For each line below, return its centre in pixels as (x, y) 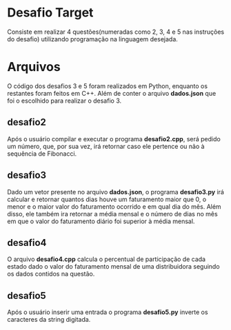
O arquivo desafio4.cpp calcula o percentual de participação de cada (106, 259)
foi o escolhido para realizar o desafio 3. (64, 101)
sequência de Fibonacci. (42, 154)
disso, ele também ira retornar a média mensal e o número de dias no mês (113, 214)
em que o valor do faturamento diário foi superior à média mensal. (101, 221)
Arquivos (34, 67)
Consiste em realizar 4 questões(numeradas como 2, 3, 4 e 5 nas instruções (116, 32)
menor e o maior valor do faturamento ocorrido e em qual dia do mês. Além (114, 206)
